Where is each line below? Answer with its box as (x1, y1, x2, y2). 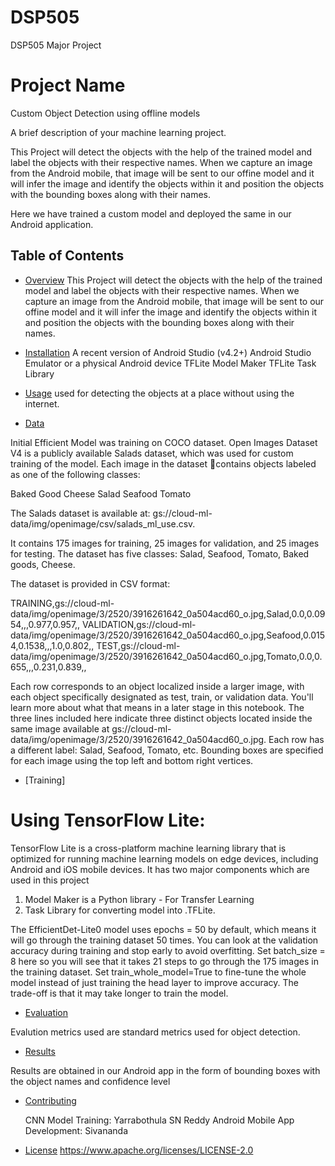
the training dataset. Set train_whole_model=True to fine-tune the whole (10, 966, 307, 978)
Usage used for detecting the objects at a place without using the (24, 387, 295, 399)
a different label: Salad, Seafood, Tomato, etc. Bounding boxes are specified (10, 744, 324, 756)
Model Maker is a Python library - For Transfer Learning (24, 893, 255, 905)
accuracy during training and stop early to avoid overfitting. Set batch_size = (10, 944, 326, 956)
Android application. (10, 218, 94, 230)
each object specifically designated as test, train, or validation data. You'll (10, 691, 314, 703)
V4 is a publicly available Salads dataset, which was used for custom (10, 447, 294, 459)
